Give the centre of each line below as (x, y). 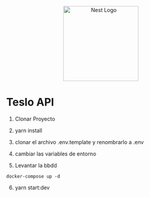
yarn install (28, 130)
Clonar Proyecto (35, 119)
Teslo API (30, 102)
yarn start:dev (32, 187)
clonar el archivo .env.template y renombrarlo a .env (79, 142)
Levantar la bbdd (36, 165)
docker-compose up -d (33, 176)
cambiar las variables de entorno (55, 154)
